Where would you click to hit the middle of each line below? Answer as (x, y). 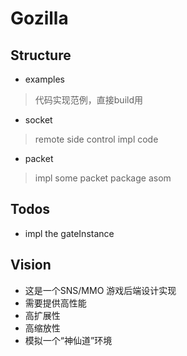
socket (38, 120)
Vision (31, 265)
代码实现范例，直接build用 (89, 100)
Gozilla (39, 18)
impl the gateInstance (69, 233)
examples (44, 79)
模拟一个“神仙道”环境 (68, 340)
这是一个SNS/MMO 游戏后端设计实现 (100, 290)
